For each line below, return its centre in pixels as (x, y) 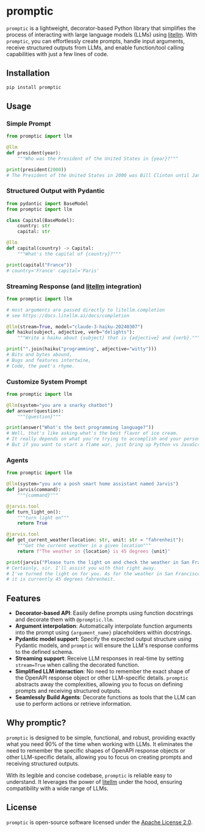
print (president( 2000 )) (37, 170)
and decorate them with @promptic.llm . (64, 620)
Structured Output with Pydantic (56, 191)
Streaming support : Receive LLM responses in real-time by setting (99, 658)
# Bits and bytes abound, (39, 355)
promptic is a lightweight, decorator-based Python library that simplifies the (101, 28)
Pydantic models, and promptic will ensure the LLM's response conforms (107, 645)
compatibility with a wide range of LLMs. (57, 788)
